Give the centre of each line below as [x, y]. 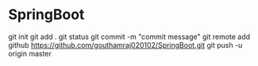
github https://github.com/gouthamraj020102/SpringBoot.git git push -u [125, 45]
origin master [30, 53]
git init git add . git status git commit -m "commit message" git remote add [129, 37]
